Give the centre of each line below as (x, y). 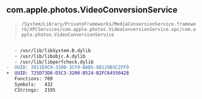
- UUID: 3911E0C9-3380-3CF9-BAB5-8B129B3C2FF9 (68, 67)
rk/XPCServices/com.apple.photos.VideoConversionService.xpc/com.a (108, 29)
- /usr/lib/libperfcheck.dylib (54, 62)
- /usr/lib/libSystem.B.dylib (53, 50)
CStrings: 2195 (35, 90)
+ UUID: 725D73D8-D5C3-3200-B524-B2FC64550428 (68, 73)
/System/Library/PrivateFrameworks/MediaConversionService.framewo (108, 24)
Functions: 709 (33, 79)
